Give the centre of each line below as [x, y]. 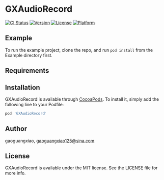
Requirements [27, 71]
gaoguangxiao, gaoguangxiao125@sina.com [50, 141]
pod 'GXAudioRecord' [26, 113]
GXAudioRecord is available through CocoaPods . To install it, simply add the [82, 99]
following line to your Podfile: [35, 104]
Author [16, 129]
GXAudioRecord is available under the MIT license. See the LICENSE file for [82, 168]
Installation [23, 87]
